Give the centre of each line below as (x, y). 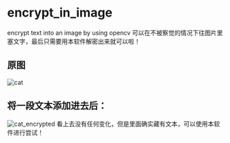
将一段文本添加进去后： (57, 106)
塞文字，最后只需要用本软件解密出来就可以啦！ (74, 41)
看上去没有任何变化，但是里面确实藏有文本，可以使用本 (135, 124)
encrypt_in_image (60, 13)
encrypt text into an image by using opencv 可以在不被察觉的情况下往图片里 (115, 32)
